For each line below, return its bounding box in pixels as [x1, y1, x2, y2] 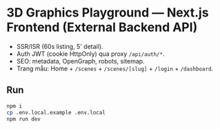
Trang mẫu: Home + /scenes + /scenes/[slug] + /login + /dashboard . [16, 64, 214, 72]
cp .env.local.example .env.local [6, 109, 106, 116]
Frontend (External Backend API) [6, 19, 198, 35]
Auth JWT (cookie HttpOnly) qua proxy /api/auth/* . [16, 50, 165, 58]
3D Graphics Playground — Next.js [6, 5, 209, 21]
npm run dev [6, 115, 41, 122]
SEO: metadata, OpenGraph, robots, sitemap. [16, 57, 146, 65]
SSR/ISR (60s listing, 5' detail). [16, 42, 104, 50]
